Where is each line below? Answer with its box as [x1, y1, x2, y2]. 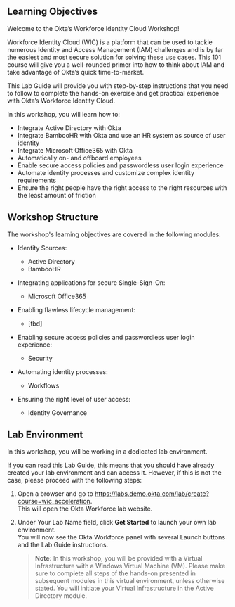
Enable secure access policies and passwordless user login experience [17, 161, 224, 170]
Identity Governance [27, 408, 88, 417]
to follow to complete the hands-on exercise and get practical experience [7, 89, 220, 97]
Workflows [27, 381, 60, 390]
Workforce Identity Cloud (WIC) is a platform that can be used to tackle [7, 38, 213, 46]
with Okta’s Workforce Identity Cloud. [7, 96, 116, 105]
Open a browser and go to [17, 490, 93, 498]
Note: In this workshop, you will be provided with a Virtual [34, 554, 203, 563]
